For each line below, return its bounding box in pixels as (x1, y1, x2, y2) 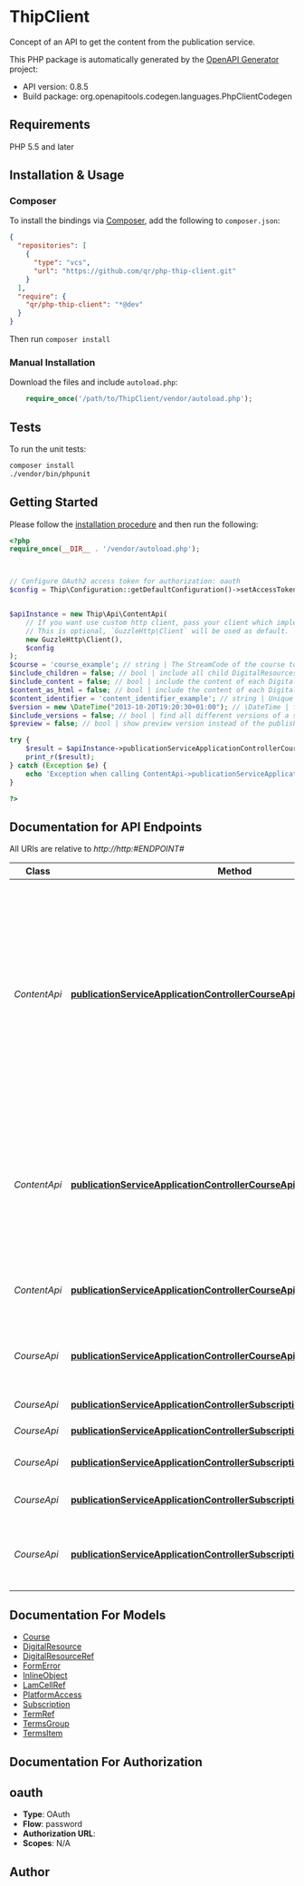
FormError (22, 1660, 62, 1671)
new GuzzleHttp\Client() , (25, 635, 124, 644)
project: (9, 64, 39, 74)
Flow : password (22, 1819, 83, 1830)
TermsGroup (22, 1718, 70, 1729)
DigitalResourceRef (22, 1651, 95, 1662)
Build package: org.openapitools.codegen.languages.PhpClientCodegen (22, 91, 292, 102)
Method (217, 865, 252, 877)
